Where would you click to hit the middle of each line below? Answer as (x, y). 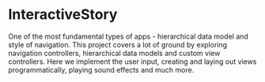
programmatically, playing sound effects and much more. (101, 69)
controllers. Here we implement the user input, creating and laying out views (132, 61)
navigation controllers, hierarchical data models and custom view (114, 53)
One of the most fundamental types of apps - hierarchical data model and (129, 36)
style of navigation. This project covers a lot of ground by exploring (118, 44)
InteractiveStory (63, 15)
